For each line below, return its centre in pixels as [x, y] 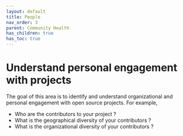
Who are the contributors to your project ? [65, 114]
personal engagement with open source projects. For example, [82, 103]
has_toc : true [23, 39]
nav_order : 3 [22, 22]
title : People [23, 17]
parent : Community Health [38, 28]
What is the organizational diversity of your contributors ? [84, 126]
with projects [39, 80]
